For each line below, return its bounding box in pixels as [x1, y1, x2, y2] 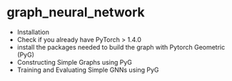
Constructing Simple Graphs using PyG [16, 58, 133, 66]
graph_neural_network [6, 4, 146, 21]
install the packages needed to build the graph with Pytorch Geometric [16, 43, 226, 51]
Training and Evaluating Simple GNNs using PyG [16, 65, 159, 74]
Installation [16, 28, 50, 36]
